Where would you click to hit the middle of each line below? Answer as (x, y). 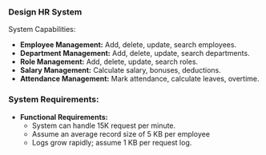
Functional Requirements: (64, 117)
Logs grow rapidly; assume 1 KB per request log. (112, 142)
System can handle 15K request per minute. (104, 125)
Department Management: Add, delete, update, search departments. (135, 54)
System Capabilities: (42, 30)
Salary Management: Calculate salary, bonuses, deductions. (121, 70)
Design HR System (45, 12)
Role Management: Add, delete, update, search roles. (109, 62)
